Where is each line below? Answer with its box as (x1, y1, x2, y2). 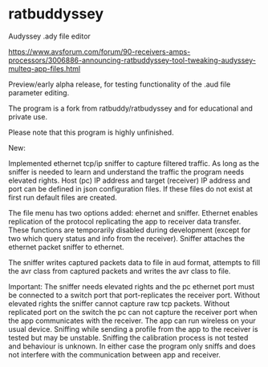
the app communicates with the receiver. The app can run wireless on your (8, 316, 256, 325)
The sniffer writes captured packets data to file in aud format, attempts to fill (8, 257, 261, 267)
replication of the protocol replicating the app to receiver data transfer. (8, 216, 242, 226)
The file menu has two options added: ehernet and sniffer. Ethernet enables (8, 208, 258, 217)
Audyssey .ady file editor (8, 31, 91, 41)
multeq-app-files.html (8, 63, 81, 73)
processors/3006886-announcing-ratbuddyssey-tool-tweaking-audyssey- (8, 55, 257, 65)
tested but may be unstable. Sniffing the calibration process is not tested (8, 333, 249, 342)
